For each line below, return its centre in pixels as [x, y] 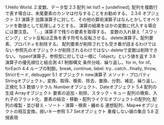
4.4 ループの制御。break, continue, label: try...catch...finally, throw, [89, 68]
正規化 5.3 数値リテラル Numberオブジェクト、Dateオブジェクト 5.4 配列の [81, 87]
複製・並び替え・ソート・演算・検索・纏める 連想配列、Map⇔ [77, 105]
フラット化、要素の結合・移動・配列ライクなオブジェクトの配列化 [84, 99]
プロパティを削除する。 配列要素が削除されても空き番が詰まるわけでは [85, 44]
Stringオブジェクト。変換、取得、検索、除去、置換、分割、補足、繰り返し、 [82, 81]
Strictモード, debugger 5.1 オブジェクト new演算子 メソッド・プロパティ [78, 75]
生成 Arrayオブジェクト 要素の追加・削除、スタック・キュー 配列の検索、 [79, 93]
